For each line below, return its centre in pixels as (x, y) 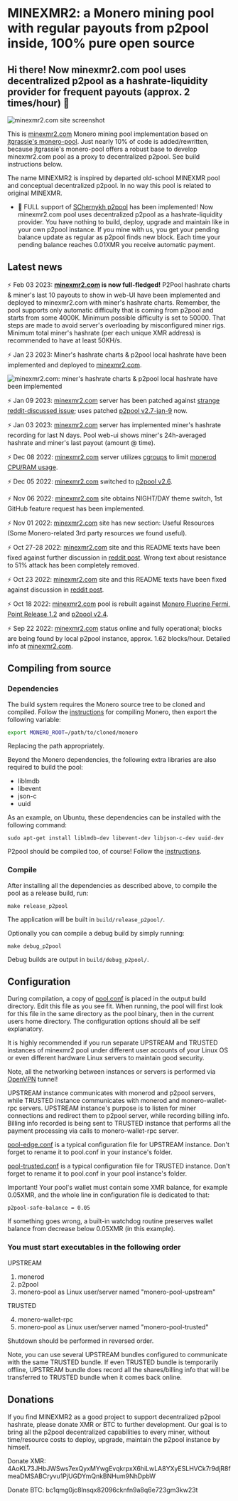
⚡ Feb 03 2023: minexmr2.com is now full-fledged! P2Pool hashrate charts (119, 284)
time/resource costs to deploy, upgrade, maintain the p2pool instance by (114, 1439)
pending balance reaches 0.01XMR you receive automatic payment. (116, 245)
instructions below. (35, 164)
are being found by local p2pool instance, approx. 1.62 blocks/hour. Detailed (119, 638)
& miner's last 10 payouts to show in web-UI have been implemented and (114, 295)
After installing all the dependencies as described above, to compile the (112, 885)
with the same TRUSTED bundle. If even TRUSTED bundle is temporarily (113, 1362)
